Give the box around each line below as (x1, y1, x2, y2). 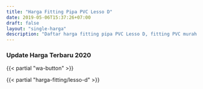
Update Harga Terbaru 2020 (6, 51, 91, 60)
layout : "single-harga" (6, 25, 67, 32)
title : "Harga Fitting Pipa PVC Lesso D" (6, 8, 113, 15)
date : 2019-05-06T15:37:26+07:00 (6, 14, 91, 20)
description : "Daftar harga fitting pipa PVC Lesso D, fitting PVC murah (6, 31, 198, 37)
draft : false (6, 20, 40, 26)
